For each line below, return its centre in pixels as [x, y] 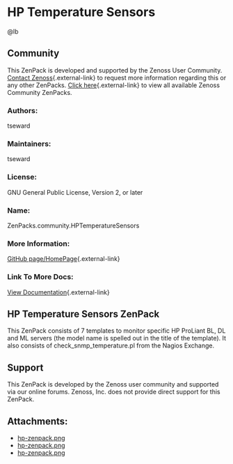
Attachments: [38, 421]
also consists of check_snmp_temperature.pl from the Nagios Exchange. [111, 345]
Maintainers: [29, 144]
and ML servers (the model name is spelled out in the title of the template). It [117, 338]
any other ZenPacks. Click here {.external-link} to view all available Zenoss [114, 85]
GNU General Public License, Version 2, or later [75, 192]
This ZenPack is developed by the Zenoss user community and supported [113, 384]
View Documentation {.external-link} [58, 292]
